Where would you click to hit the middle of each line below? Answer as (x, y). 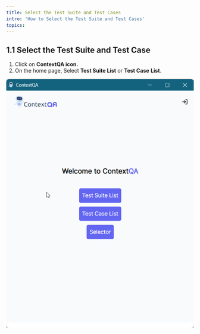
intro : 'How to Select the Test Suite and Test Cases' (76, 19)
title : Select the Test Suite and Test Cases (63, 13)
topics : (16, 25)
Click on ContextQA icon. (46, 64)
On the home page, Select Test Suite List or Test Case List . (88, 71)
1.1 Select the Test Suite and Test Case (78, 50)
